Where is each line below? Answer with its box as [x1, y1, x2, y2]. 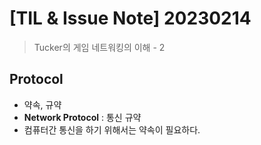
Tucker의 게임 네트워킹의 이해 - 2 [33, 41, 166, 53]
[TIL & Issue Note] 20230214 [9, 7, 252, 30]
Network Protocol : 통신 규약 [23, 111, 142, 123]
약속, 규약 [23, 98, 62, 111]
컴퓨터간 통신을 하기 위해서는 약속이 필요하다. [23, 123, 201, 136]
